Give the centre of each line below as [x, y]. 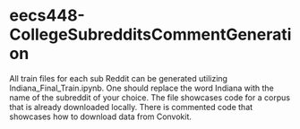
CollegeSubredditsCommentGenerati [150, 34]
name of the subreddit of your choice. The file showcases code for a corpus [150, 97]
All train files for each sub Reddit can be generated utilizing [119, 78]
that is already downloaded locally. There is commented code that [131, 107]
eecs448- [47, 16]
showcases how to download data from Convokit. [101, 116]
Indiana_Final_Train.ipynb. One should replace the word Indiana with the [142, 88]
